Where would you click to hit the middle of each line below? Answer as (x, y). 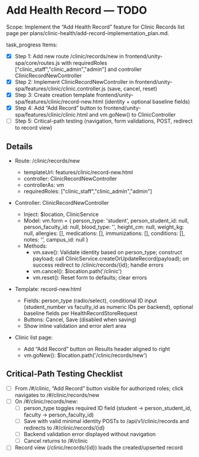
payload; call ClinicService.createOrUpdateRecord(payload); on (111, 259)
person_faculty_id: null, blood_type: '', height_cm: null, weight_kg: (104, 227)
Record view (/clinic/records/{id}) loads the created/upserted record (99, 447)
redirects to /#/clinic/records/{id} (64, 428)
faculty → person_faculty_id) (59, 415)
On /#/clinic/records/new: (46, 401)
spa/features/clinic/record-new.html (59, 102)
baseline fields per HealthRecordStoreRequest (80, 314)
